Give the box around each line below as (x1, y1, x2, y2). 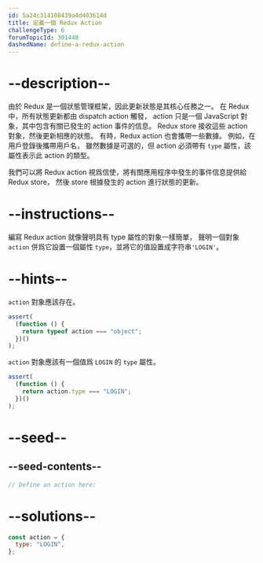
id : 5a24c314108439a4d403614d (8, 11, 108, 20)
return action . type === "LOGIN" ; (22, 388, 132, 396)
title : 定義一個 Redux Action (8, 19, 102, 27)
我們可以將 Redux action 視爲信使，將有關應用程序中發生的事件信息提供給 (8, 167, 247, 177)
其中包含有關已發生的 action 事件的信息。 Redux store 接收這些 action (21, 121, 248, 131)
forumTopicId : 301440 (8, 33, 79, 42)
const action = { (8, 533, 65, 541)
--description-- (8, 75, 111, 93)
